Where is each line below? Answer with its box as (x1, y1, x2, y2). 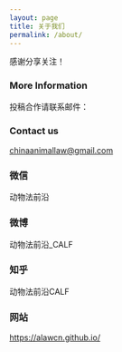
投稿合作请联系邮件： (9, 101, 89, 112)
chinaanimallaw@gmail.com (9, 144, 114, 155)
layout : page (9, 13, 59, 23)
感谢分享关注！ (9, 56, 65, 67)
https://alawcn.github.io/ (9, 332, 101, 343)
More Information (9, 79, 88, 92)
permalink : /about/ (9, 30, 83, 39)
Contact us (9, 124, 59, 137)
